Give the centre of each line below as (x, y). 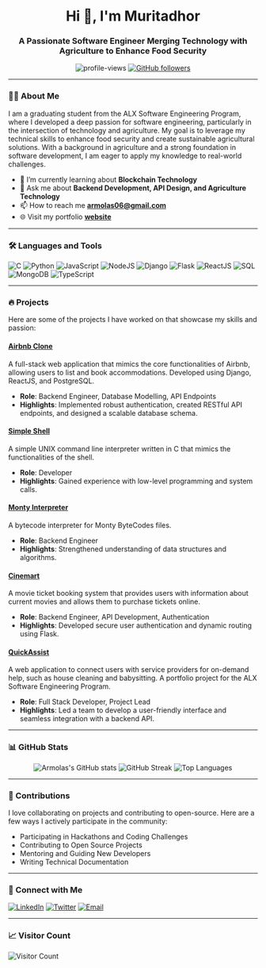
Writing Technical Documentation (74, 862)
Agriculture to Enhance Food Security (133, 51)
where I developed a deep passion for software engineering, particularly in (130, 121)
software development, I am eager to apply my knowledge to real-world (125, 156)
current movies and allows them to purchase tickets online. (104, 601)
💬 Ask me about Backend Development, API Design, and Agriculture (133, 188)
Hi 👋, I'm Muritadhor (133, 16)
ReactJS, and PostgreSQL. (51, 381)
